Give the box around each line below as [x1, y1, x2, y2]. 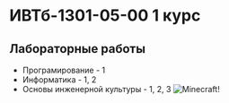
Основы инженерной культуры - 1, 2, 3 [22, 84, 172, 94]
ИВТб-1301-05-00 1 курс [9, 5, 201, 26]
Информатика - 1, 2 [22, 74, 97, 85]
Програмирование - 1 [22, 64, 106, 75]
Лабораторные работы [9, 41, 146, 56]
